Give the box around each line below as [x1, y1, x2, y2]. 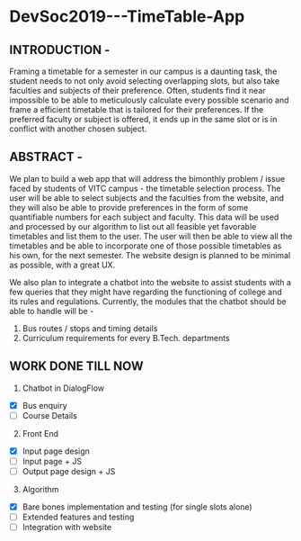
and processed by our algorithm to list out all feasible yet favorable [9, 221, 257, 231]
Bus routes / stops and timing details [22, 322, 158, 334]
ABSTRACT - [9, 149, 84, 165]
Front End [22, 428, 59, 438]
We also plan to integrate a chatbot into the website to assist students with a [9, 276, 292, 287]
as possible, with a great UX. [9, 259, 116, 270]
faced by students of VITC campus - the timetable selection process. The [9, 183, 281, 194]
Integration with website [22, 522, 112, 533]
